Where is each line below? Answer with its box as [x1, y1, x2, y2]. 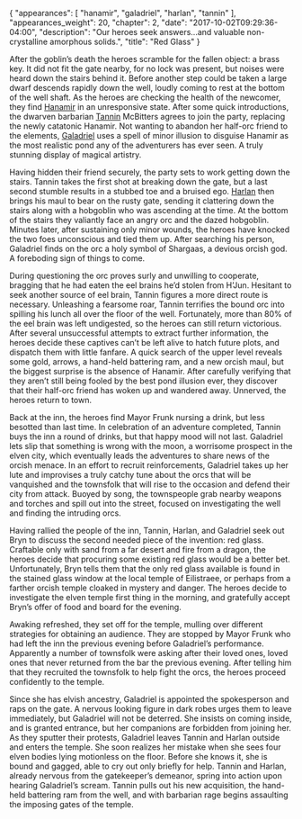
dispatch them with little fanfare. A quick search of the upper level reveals [9, 346, 283, 357]
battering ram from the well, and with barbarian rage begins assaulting [27, 789, 289, 800]
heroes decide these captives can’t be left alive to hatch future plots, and [9, 337, 280, 347]
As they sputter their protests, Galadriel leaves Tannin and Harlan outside [9, 733, 280, 742]
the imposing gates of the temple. [9, 799, 135, 809]
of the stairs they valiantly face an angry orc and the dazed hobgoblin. [9, 215, 270, 225]
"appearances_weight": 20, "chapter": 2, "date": [9, 17, 188, 28]
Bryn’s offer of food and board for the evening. [9, 602, 182, 612]
